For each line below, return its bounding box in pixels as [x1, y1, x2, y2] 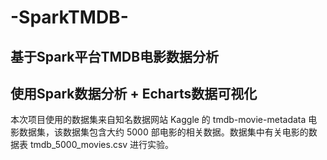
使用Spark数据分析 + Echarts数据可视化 [10, 85, 258, 102]
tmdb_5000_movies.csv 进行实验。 [29, 139, 175, 151]
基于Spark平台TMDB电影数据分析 [10, 48, 220, 65]
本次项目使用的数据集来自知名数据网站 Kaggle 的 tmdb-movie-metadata [10, 114, 307, 126]
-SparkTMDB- [10, 6, 129, 29]
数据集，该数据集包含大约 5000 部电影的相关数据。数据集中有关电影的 [18, 126, 309, 138]
